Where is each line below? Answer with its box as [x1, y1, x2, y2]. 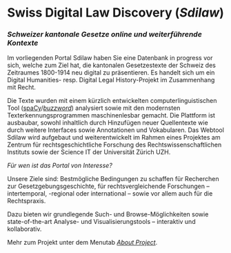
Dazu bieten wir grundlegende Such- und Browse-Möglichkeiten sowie [7, 210, 209, 218]
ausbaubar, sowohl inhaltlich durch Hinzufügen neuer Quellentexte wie [7, 119, 208, 127]
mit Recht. [7, 83, 37, 91]
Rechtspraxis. [7, 197, 46, 205]
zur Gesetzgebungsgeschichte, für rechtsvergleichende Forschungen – [7, 182, 210, 191]
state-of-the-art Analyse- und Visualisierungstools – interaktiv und [7, 218, 196, 226]
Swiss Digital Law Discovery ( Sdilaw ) [7, 5, 224, 21]
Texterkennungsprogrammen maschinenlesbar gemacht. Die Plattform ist [7, 111, 216, 120]
